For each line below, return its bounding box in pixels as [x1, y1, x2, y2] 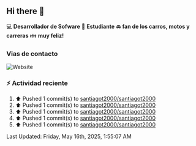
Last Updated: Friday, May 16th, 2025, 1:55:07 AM [6, 133, 132, 141]
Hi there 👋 [6, 6, 45, 16]
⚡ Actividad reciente [6, 79, 69, 87]
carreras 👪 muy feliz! [6, 32, 64, 39]
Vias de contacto [6, 49, 58, 58]
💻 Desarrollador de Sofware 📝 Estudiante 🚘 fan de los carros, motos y [6, 23, 190, 30]
